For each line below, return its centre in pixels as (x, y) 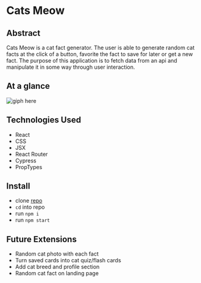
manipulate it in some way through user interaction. (71, 67)
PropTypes (29, 167)
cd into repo (30, 207)
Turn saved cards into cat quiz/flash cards (68, 260)
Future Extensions (42, 239)
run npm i (27, 214)
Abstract (23, 33)
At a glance (28, 86)
